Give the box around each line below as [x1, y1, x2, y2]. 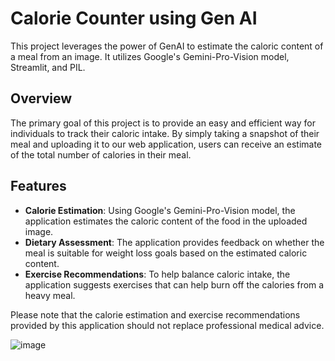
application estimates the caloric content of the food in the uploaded [24, 215, 308, 227]
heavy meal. [24, 289, 76, 301]
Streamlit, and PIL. [10, 61, 86, 73]
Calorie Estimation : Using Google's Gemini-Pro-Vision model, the [24, 204, 296, 216]
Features [10, 178, 67, 195]
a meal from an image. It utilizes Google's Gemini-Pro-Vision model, [10, 50, 290, 62]
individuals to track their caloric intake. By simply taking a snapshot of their [10, 127, 320, 139]
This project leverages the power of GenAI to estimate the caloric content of [10, 40, 324, 52]
